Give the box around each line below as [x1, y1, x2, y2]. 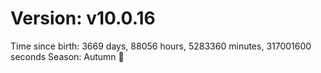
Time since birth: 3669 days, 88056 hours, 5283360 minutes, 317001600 [10, 40, 312, 52]
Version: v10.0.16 [10, 7, 156, 30]
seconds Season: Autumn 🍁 [10, 50, 125, 62]
